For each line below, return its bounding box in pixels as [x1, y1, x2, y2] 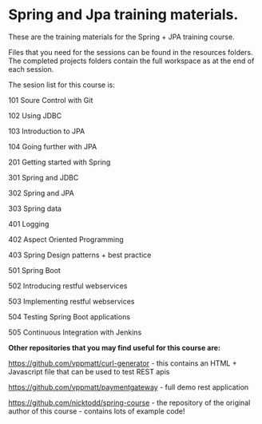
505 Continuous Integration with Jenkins [8, 327, 142, 337]
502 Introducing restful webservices [8, 281, 128, 291]
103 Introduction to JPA [8, 126, 85, 136]
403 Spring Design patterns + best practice [8, 250, 152, 260]
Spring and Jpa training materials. [8, 6, 239, 24]
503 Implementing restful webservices [8, 296, 135, 306]
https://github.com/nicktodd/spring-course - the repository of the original [8, 398, 251, 407]
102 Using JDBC [8, 110, 62, 121]
